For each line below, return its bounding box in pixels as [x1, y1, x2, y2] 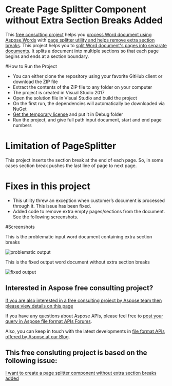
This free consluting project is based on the [5, 349, 147, 357]
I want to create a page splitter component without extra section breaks [5, 370, 157, 376]
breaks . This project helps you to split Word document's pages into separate [5, 42, 167, 48]
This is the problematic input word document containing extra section [5, 233, 152, 239]
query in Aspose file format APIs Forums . [5, 318, 92, 324]
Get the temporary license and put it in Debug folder [12, 111, 123, 117]
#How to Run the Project [5, 63, 58, 69]
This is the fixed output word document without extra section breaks [5, 259, 150, 265]
